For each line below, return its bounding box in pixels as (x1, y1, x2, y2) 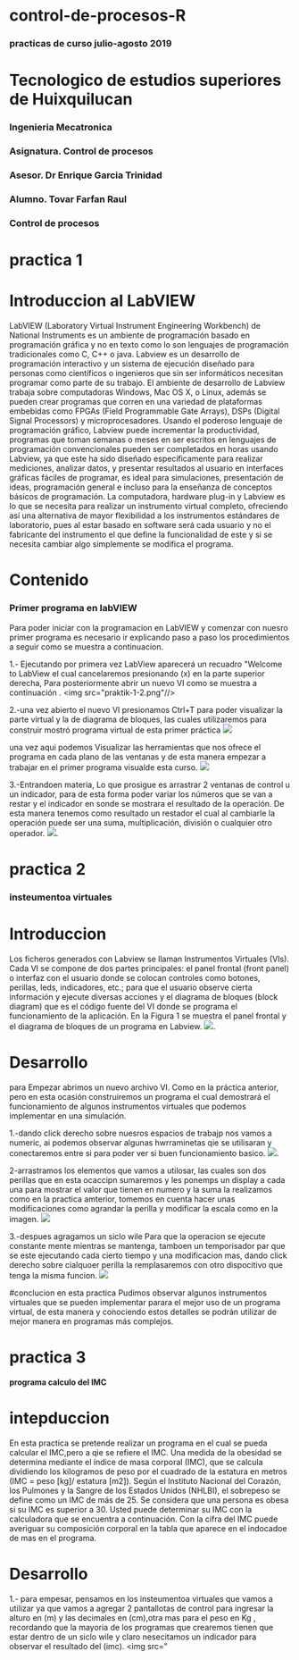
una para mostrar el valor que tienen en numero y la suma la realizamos (9, 1184, 273, 1195)
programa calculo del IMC (9, 1377, 107, 1388)
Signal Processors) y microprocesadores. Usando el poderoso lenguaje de (9, 415, 283, 426)
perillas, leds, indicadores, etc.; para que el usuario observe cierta (9, 982, 253, 993)
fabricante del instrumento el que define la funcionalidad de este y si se (9, 529, 273, 541)
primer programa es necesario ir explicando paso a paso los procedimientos (9, 632, 290, 642)
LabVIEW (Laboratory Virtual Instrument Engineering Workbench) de (9, 321, 262, 331)
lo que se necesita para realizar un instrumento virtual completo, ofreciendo (9, 501, 288, 512)
